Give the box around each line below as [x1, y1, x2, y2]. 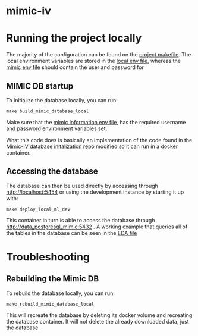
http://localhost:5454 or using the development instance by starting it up [6, 189, 184, 196]
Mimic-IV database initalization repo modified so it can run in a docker [6, 143, 178, 150]
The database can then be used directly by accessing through [6, 182, 159, 189]
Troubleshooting [6, 250, 90, 263]
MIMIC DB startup [6, 81, 74, 91]
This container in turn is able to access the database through [6, 216, 155, 224]
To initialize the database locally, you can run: [6, 96, 118, 103]
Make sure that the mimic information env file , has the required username [6, 118, 186, 125]
